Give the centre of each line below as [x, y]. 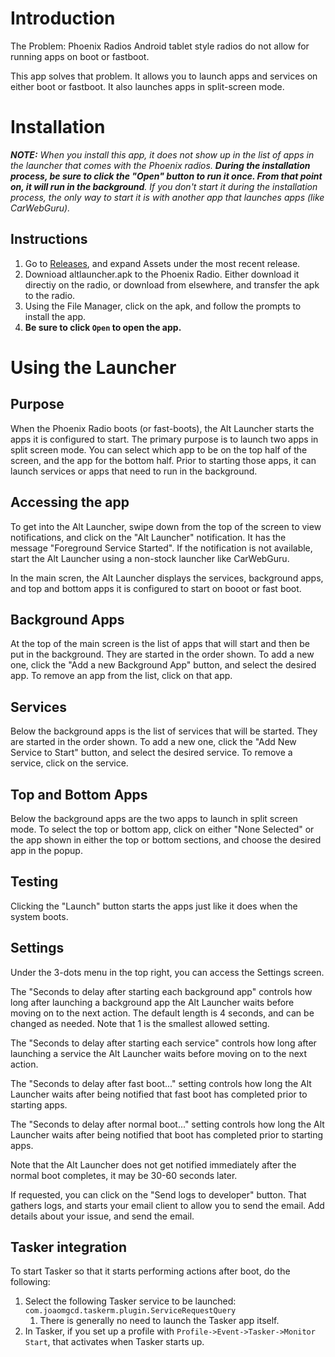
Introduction [63, 18]
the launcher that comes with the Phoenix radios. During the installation [160, 165]
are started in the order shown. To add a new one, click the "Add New [153, 742]
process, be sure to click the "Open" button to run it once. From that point [166, 176]
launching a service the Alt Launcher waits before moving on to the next [159, 1053]
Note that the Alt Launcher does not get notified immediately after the [153, 1164]
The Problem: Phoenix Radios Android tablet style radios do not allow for [160, 46]
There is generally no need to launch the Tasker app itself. [159, 1321]
